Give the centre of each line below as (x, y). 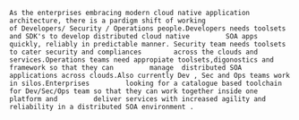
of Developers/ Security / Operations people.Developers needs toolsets (148, 29)
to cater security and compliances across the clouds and (133, 52)
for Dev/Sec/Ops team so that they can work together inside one (133, 91)
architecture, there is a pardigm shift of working (107, 21)
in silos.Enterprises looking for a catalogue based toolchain (145, 83)
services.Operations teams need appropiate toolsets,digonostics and (142, 60)
